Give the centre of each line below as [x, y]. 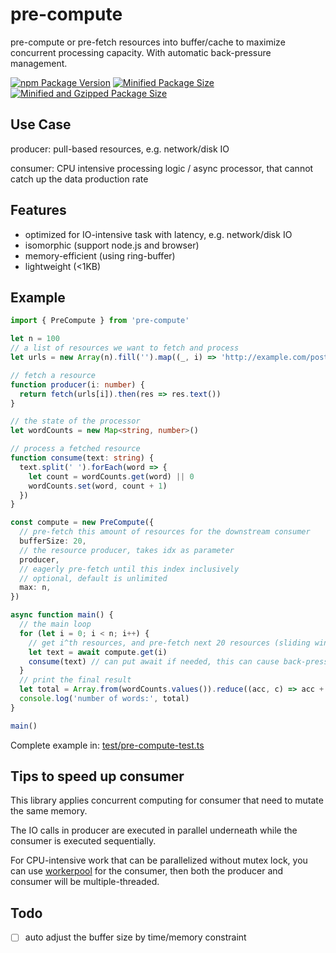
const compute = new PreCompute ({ [82, 523]
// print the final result [75, 680]
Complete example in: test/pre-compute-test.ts [107, 745]
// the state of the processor [75, 421]
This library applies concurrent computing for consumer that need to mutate [167, 800]
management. [39, 63]
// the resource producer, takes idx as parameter [127, 550]
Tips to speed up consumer [97, 776]
